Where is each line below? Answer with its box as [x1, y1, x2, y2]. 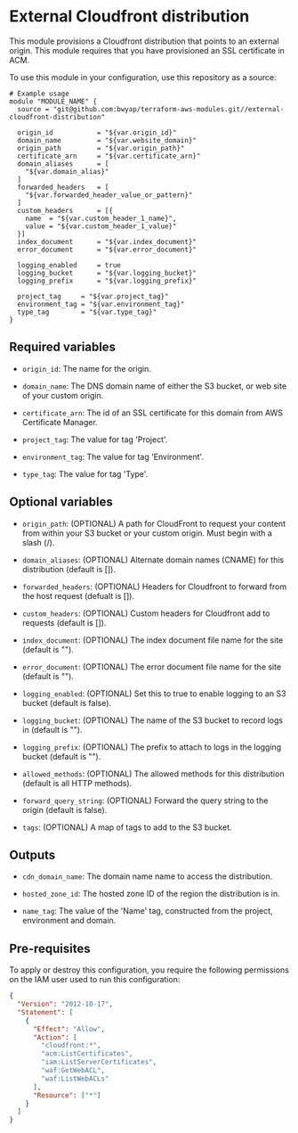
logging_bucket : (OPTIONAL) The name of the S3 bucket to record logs [21, 715, 283, 726]
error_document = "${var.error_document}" [17, 245, 197, 254]
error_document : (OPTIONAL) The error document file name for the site [21, 661, 282, 672]
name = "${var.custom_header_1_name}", [25, 214, 177, 223]
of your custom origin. [21, 390, 104, 400]
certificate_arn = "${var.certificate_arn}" [17, 152, 201, 160]
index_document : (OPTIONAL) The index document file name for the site [21, 635, 284, 645]
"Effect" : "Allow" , [32, 1024, 105, 1033]
